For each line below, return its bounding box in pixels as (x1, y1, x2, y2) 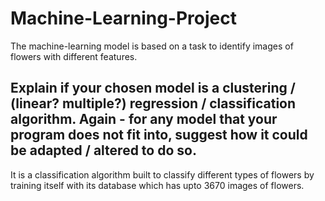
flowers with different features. (10, 50, 138, 62)
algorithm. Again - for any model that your (10, 111, 278, 128)
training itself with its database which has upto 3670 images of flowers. (10, 179, 305, 191)
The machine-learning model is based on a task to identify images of (10, 40, 294, 52)
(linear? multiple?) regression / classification (10, 95, 297, 112)
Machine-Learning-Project (10, 7, 237, 30)
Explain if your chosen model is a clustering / (10, 80, 296, 97)
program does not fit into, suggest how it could (10, 127, 308, 144)
